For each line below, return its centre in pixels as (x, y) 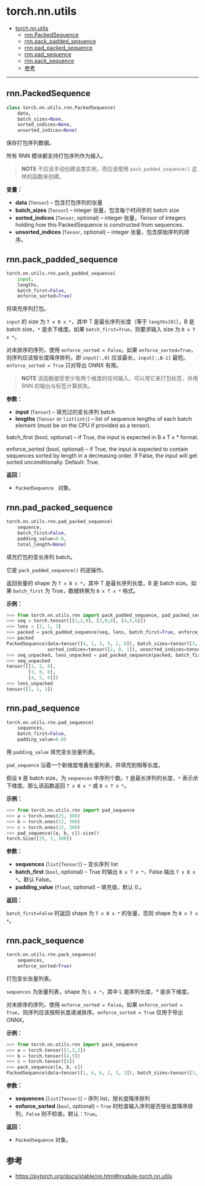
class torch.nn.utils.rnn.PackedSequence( (61, 108)
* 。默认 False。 (35, 880)
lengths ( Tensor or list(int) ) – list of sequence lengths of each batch (103, 419)
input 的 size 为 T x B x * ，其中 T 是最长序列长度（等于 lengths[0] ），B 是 (101, 322)
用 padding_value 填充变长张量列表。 (52, 752)
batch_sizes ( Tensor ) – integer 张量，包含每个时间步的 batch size (97, 210)
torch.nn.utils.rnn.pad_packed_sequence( (60, 522)
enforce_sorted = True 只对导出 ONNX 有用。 (64, 365)
